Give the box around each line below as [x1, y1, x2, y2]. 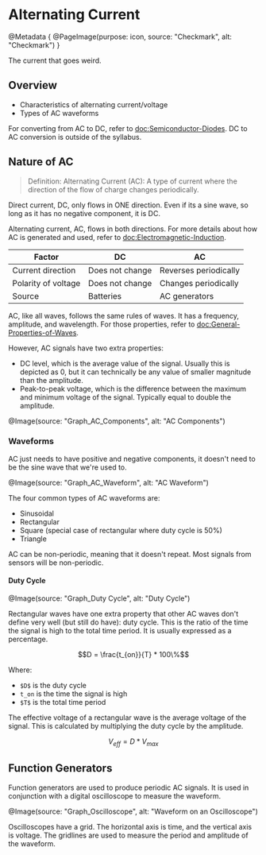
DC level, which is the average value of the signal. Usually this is [19, 358, 230, 368]
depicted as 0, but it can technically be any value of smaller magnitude [19, 367, 252, 377]
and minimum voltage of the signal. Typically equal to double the [19, 392, 232, 402]
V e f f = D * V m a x [108, 737, 159, 748]
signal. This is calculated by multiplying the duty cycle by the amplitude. [8, 722, 244, 731]
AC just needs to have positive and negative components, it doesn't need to [8, 454, 256, 463]
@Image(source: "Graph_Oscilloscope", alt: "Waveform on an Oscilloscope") [8, 807, 258, 816]
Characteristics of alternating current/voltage [19, 99, 168, 109]
